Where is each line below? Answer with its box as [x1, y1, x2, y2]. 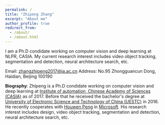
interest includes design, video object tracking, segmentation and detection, [5, 109, 161, 115]
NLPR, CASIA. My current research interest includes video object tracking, [5, 53, 157, 59]
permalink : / [5, 7, 32, 12]
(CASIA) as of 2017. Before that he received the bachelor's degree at [5, 93, 145, 99]
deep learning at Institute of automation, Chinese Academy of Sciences [5, 88, 151, 94]
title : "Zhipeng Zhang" [5, 12, 55, 17]
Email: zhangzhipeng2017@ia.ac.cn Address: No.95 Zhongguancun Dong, [5, 68, 156, 74]
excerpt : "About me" [5, 16, 48, 21]
